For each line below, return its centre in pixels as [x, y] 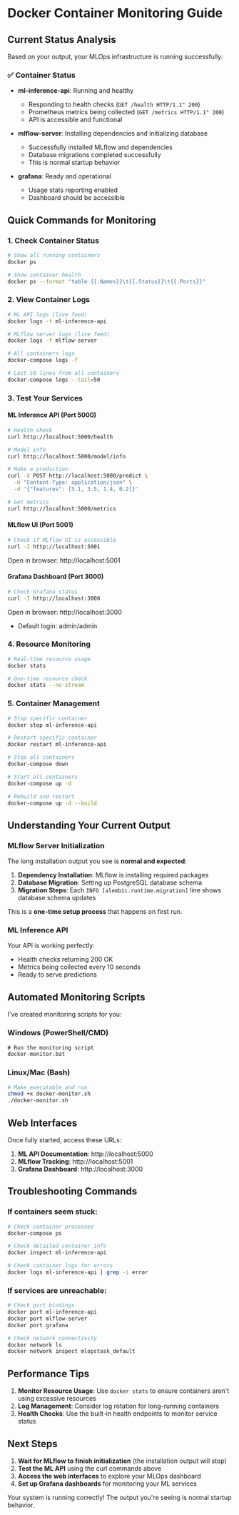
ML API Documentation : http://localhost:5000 [85, 1154]
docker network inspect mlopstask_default [71, 1352]
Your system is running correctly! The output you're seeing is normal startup [119, 1497]
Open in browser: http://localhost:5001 [64, 560]
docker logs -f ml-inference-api [57, 321]
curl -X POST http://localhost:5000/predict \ [78, 476]
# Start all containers [43, 777]
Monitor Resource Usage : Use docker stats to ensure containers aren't [123, 1391]
